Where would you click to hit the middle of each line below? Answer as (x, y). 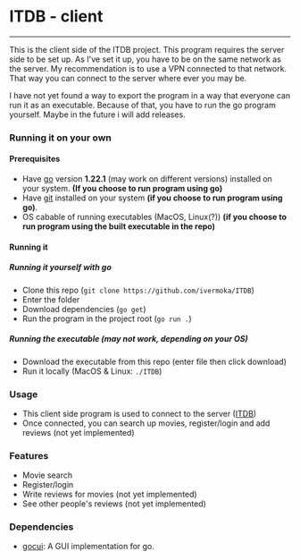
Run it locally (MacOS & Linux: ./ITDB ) (92, 371)
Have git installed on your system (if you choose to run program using (152, 198)
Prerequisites (35, 159)
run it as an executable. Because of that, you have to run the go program (143, 105)
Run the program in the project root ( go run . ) (107, 318)
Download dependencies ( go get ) (84, 309)
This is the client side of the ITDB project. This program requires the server (147, 49)
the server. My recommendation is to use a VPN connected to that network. (148, 68)
